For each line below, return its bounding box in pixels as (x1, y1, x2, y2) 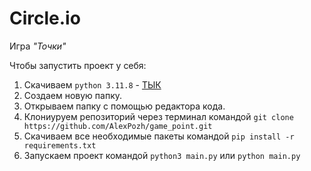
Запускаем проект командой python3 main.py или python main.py (23, 149, 301, 161)
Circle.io (9, 7, 81, 30)
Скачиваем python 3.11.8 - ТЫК (23, 78, 162, 91)
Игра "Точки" (9, 40, 67, 52)
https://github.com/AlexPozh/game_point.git (23, 121, 213, 131)
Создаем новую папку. (23, 89, 123, 101)
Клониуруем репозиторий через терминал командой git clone (23, 110, 294, 122)
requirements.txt (23, 140, 97, 151)
